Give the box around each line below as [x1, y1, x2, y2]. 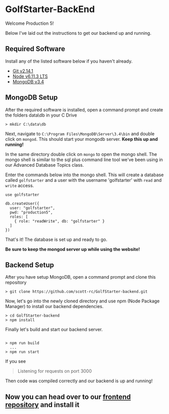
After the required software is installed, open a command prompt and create [5, 107, 163, 113]
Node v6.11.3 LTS [12, 73, 48, 79]
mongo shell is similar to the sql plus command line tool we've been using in [5, 157, 163, 163]
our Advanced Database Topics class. [5, 162, 84, 168]
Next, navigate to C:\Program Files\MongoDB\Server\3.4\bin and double [5, 130, 155, 137]
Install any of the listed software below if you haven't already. [5, 58, 133, 64]
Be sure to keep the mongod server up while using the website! [5, 246, 140, 252]
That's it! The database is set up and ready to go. [5, 236, 107, 242]
